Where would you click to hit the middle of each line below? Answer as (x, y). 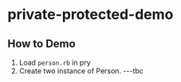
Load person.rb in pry (55, 62)
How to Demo (42, 44)
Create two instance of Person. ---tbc (81, 71)
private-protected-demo (90, 15)
